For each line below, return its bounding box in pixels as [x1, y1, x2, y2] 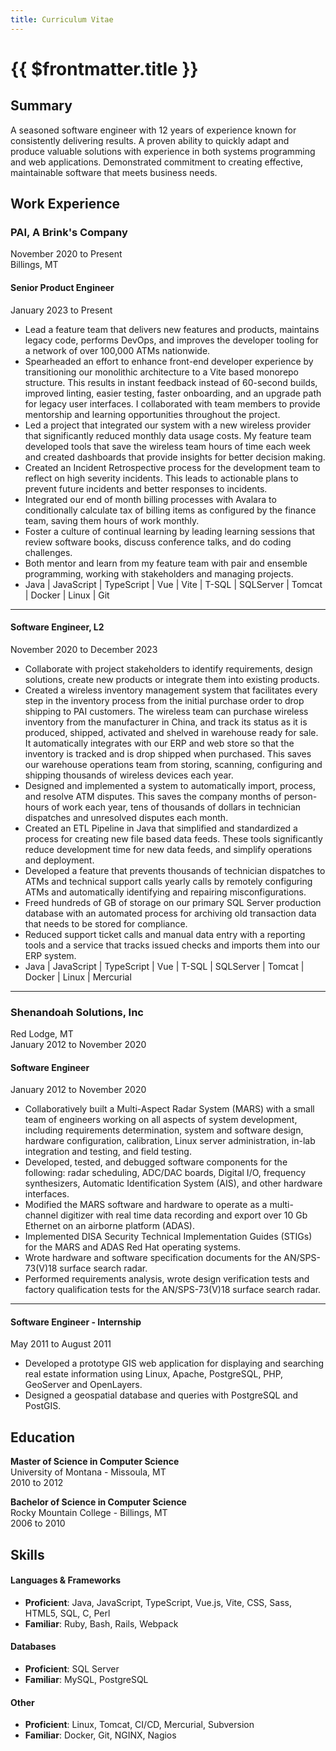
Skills [10, 1546, 45, 1563]
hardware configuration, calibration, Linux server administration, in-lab [24, 1135, 316, 1147]
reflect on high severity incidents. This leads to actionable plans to [24, 472, 299, 484]
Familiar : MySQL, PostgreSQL [24, 1674, 149, 1686]
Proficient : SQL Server [24, 1663, 120, 1675]
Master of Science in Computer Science [10, 1456, 180, 1468]
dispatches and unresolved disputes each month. [24, 811, 229, 823]
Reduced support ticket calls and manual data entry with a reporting [24, 928, 306, 940]
